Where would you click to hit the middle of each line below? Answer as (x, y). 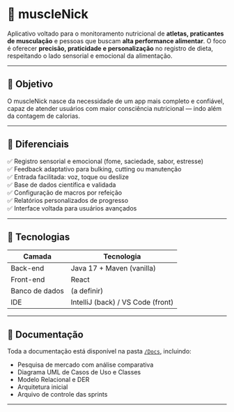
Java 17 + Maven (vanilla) (114, 268)
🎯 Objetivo (30, 84)
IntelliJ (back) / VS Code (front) (122, 303)
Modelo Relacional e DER (53, 380)
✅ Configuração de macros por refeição (65, 192)
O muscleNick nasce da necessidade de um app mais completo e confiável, (116, 101)
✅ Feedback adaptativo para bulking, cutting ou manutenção (94, 169)
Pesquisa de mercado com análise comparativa (85, 365)
